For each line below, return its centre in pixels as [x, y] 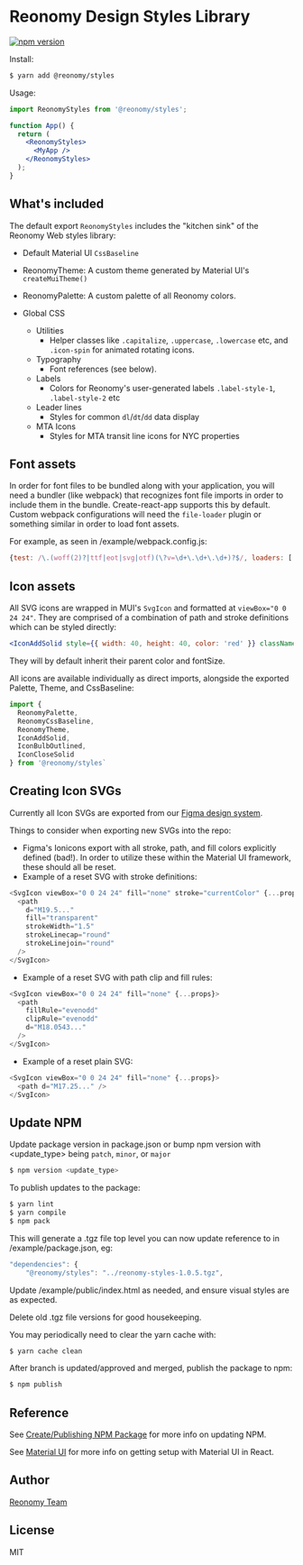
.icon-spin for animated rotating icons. [122, 350]
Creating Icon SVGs [65, 791]
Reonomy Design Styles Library [130, 17]
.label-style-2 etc [85, 398]
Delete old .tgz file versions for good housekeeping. [106, 1317]
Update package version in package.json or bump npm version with [135, 1144]
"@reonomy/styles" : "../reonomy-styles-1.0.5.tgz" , [124, 1273]
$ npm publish [36, 1385]
